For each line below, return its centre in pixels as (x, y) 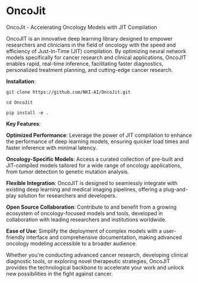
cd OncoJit (20, 102)
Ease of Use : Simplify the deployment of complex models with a (84, 231)
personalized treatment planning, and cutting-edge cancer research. (90, 70)
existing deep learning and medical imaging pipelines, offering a (84, 189)
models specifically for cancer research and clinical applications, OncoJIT (96, 57)
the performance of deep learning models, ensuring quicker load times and (98, 141)
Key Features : (24, 124)
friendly (16, 237)
